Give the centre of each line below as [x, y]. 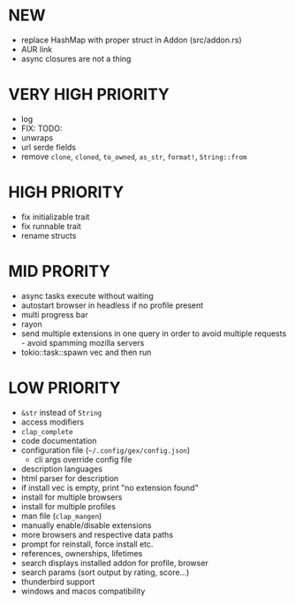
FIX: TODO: [42, 128]
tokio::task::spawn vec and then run [86, 352]
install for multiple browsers [72, 497]
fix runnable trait [51, 226]
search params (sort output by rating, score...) [105, 572]
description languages [62, 469]
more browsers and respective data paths [97, 534]
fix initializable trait [55, 217]
